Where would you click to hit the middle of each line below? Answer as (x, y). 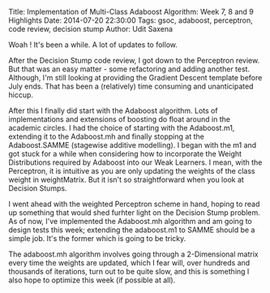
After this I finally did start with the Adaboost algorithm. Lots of (113, 110)
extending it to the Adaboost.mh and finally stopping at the (106, 136)
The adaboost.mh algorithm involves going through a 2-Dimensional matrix (133, 254)
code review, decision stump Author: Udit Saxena (90, 29)
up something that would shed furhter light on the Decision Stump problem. (135, 213)
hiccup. (21, 95)
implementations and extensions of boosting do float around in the (120, 119)
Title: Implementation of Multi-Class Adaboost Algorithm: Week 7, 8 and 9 (131, 12)
